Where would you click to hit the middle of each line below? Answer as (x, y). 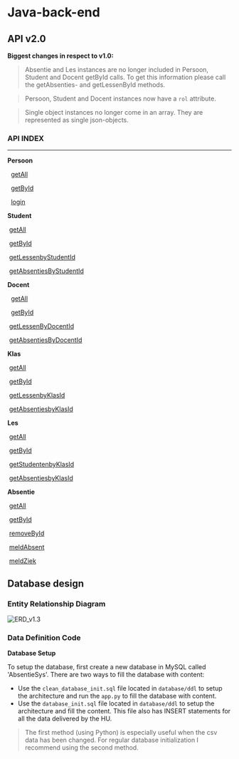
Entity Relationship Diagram (57, 604)
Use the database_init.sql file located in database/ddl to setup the (116, 703)
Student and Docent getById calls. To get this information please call (125, 77)
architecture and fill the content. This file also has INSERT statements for (124, 711)
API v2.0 (27, 39)
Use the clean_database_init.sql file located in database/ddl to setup (120, 688)
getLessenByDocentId (42, 326)
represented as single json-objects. (77, 120)
